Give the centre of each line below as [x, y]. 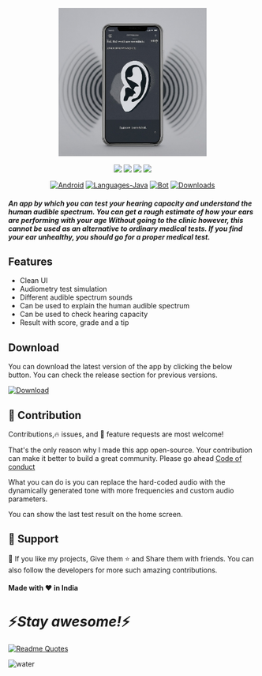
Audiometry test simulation [64, 289]
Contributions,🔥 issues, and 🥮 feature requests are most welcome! [116, 434]
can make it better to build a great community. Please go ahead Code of [125, 459]
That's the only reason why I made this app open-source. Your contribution [130, 450]
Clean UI [34, 281]
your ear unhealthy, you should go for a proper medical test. [109, 236]
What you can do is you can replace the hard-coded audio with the [117, 482]
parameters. [28, 499]
